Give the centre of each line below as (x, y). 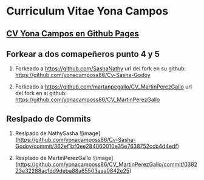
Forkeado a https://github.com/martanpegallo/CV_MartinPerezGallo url (104, 87)
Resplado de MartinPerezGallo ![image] (64, 158)
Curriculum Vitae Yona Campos (87, 11)
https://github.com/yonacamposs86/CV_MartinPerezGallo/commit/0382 (107, 164)
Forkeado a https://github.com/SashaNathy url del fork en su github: (100, 68)
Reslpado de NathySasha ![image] (58, 133)
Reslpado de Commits (49, 118)
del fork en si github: (41, 93)
